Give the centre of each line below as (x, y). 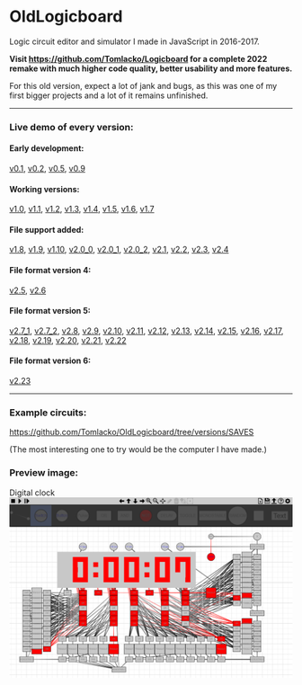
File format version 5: (50, 311)
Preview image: (44, 473)
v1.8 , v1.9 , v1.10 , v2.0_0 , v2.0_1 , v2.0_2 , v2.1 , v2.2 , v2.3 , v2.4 (119, 250)
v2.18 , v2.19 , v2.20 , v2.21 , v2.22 (68, 340)
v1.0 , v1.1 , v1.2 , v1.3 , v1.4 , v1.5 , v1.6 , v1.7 (82, 209)
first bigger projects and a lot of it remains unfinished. (109, 95)
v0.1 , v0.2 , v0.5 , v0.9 (47, 169)
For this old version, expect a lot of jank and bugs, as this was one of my (143, 85)
